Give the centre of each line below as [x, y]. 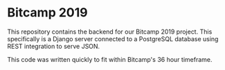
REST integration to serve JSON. [54, 46]
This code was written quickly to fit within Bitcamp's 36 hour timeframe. [110, 59]
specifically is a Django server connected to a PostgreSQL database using [113, 38]
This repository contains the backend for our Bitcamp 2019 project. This [110, 32]
